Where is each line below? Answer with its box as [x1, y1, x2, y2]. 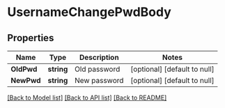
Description [79, 53, 120, 62]
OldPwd [10, 64, 38, 74]
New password [74, 76, 124, 85]
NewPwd [10, 76, 41, 85]
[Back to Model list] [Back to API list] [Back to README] [7, 93, 167, 102]
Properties [7, 32, 54, 44]
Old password [74, 64, 121, 74]
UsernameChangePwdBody [7, 4, 172, 20]
